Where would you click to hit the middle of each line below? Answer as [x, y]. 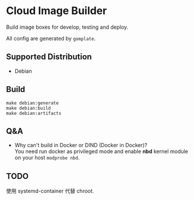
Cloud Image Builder [57, 11]
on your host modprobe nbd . [47, 158]
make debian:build [28, 108]
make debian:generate [33, 103]
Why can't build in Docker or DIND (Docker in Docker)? [81, 145]
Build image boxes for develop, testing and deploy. [67, 27]
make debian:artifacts [34, 113]
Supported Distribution [49, 57]
